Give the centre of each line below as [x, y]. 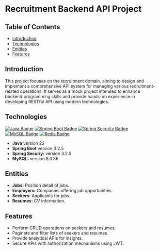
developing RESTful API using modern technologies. [57, 101]
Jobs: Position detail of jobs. [40, 185]
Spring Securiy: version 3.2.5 [42, 153]
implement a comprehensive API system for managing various [67, 86]
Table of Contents [33, 27]
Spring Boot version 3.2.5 [38, 148]
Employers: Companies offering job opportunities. [62, 191]
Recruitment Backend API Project [73, 9]
